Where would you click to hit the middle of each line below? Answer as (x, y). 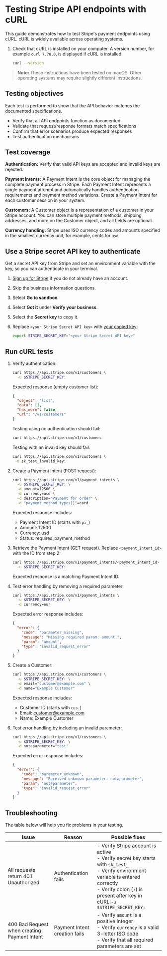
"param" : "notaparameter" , (49, 783)
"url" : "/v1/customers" (42, 415)
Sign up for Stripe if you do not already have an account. (70, 279)
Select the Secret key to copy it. (45, 317)
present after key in (120, 896)
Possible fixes (128, 837)
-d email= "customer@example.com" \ (54, 683)
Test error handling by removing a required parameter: (68, 586)
